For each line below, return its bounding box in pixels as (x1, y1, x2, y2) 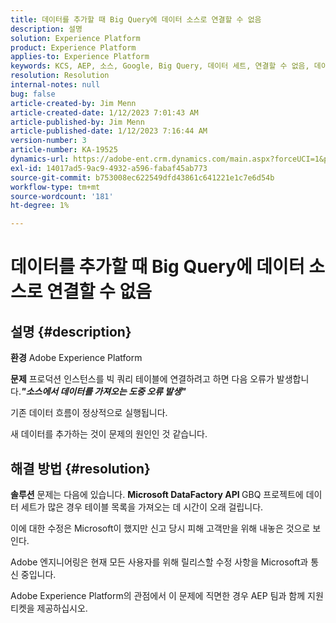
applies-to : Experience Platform (10, 52, 150, 62)
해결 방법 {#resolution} (10, 460, 151, 477)
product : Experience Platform (10, 42, 137, 53)
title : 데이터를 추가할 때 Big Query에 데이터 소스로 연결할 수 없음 (10, 14, 262, 25)
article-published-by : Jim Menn (10, 117, 145, 127)
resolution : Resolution (10, 71, 110, 81)
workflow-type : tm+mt (10, 182, 101, 192)
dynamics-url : (10, 154, 70, 164)
